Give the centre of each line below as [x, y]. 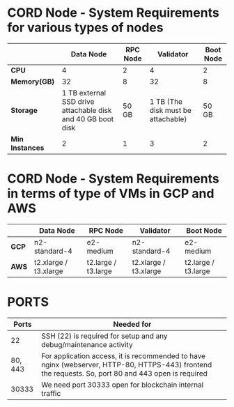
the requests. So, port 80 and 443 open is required [124, 373]
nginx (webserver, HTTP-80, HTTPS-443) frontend [127, 364]
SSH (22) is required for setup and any [105, 336]
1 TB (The [166, 101]
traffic [51, 393]
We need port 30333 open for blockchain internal [123, 385]
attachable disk [87, 110]
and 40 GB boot [87, 118]
